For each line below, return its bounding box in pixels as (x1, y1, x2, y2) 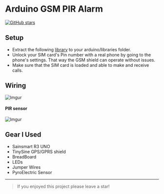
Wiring (5, 81, 26, 90)
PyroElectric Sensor (12, 169, 52, 175)
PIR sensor (5, 106, 28, 112)
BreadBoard (12, 154, 37, 159)
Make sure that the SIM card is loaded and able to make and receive (12, 62, 149, 68)
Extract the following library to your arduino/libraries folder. (12, 46, 131, 52)
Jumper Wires (12, 164, 41, 170)
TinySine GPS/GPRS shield (12, 149, 66, 155)
